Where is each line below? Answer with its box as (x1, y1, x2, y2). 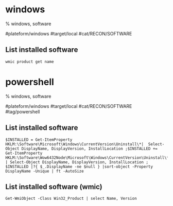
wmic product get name (5, 59, 54, 64)
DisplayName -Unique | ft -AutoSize (5, 168, 84, 174)
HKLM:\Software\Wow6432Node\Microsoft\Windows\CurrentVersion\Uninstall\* (5, 155, 169, 160)
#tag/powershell (5, 108, 40, 115)
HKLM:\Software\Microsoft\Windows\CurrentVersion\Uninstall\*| (5, 141, 144, 147)
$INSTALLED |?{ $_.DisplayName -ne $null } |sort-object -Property (5, 164, 153, 169)
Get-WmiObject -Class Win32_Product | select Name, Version (5, 196, 137, 201)
